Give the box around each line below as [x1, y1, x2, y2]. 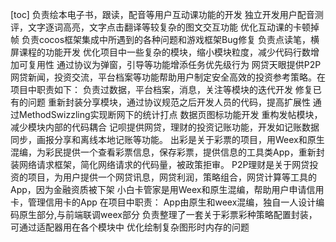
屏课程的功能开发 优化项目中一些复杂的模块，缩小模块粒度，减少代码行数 [10, 46, 311, 58]
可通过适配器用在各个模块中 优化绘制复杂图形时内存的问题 [10, 221, 250, 233]
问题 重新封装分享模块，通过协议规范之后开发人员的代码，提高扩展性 [27, 96, 311, 108]
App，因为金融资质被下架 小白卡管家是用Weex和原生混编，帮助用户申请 [10, 184, 307, 195]
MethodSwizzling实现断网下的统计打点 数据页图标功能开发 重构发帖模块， [18, 109, 323, 120]
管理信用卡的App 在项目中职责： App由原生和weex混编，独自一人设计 [27, 196, 317, 208]
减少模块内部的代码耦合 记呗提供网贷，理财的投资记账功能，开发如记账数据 [10, 121, 320, 133]
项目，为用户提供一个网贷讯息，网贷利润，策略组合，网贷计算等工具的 [27, 171, 317, 183]
